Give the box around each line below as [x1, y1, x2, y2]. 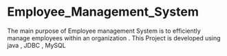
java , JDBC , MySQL [7, 41, 67, 49]
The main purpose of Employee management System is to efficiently [7, 27, 201, 35]
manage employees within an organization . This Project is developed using [7, 33, 221, 42]
